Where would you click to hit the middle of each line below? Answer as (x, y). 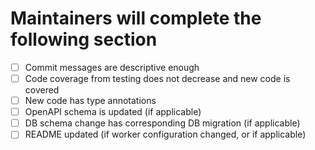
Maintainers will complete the (136, 18)
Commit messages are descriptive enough (112, 67)
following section (84, 39)
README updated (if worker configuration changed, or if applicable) (165, 134)
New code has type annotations (90, 101)
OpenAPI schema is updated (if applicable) (113, 112)
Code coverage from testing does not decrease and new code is (157, 78)
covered (42, 90)
